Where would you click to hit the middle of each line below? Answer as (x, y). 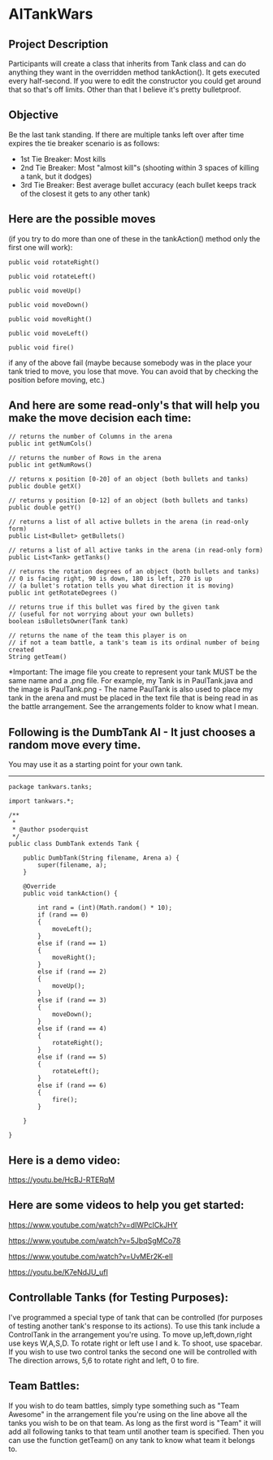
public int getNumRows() (50, 465)
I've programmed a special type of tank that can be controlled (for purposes (136, 1317)
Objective (34, 115)
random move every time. (75, 745)
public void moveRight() (50, 319)
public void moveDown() (49, 305)
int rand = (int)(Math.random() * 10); (105, 908)
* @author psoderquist (50, 830)
